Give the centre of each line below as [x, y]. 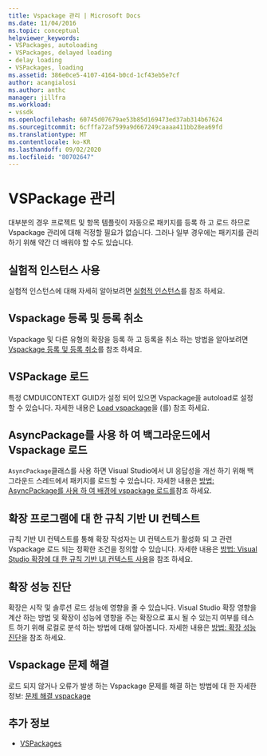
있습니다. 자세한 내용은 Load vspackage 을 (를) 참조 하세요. [117, 408]
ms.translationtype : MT [48, 134]
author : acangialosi [43, 82]
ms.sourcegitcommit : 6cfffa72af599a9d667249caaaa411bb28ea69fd [116, 127]
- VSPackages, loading [46, 68]
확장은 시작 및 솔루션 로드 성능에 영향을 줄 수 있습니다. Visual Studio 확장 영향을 [133, 607]
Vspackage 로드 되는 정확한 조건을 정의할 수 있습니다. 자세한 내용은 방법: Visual [133, 549]
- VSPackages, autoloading [53, 46]
